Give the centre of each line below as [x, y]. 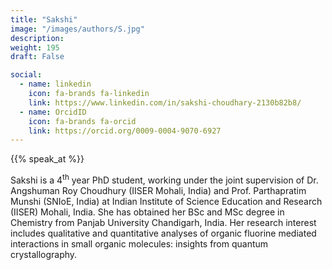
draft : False [37, 57]
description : [37, 38]
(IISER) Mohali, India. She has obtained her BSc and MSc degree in [147, 212]
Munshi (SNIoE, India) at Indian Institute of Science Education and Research [166, 201]
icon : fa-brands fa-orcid [82, 121]
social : [26, 75]
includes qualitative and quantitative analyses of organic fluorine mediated [163, 233]
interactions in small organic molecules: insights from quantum [139, 243]
